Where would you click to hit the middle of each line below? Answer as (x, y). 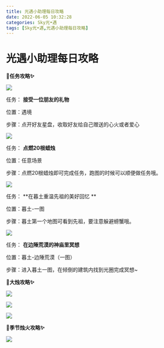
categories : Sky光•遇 (32, 22)
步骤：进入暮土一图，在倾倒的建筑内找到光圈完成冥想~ (72, 270)
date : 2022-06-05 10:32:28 (39, 17)
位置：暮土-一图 (25, 209)
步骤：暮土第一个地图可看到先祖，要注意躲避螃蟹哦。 (70, 221)
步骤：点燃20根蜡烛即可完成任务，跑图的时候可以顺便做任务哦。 (84, 173)
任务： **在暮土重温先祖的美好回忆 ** (51, 197)
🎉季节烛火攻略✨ (25, 328)
